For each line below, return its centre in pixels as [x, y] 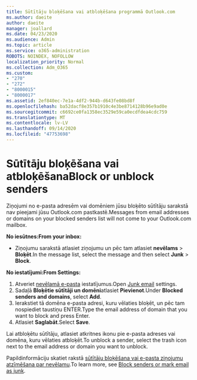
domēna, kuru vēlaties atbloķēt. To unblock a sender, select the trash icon [96, 340]
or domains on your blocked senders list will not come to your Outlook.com [99, 218]
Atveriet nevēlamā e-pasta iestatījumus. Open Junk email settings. [96, 284]
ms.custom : [20, 73]
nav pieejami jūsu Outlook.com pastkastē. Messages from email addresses [98, 212]
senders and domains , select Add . [58, 296]
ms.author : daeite [29, 17]
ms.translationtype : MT [36, 117]
